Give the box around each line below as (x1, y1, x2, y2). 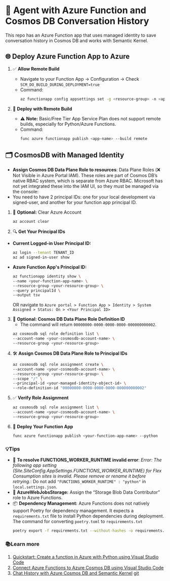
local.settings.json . (12, 484, 57, 490)
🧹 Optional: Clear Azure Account (12, 209, 82, 215)
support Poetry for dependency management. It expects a (12, 507, 134, 514)
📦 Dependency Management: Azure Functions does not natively (12, 500, 150, 506)
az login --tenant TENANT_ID (12, 250, 74, 255)
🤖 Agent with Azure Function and (5, 5, 147, 16)
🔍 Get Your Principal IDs (12, 228, 65, 235)
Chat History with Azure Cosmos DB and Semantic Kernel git (12, 570, 139, 576)
